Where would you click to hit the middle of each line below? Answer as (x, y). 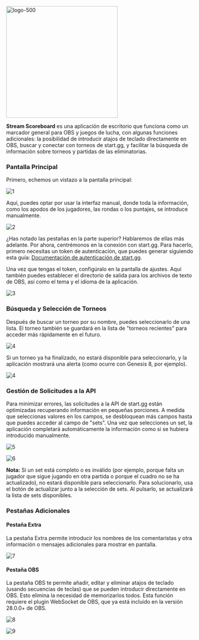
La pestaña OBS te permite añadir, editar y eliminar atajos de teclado (90, 583)
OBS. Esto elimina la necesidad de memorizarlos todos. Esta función (90, 595)
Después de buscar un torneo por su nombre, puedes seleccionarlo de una (98, 321)
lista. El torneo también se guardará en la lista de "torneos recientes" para (97, 328)
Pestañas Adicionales (38, 510)
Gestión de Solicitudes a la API (51, 391)
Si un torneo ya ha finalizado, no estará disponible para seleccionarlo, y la (97, 357)
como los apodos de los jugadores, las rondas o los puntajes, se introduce (97, 209)
